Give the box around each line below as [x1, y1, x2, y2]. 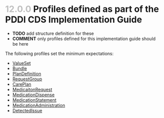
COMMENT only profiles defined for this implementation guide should [12, 36, 156, 42]
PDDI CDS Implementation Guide [5, 14, 143, 25]
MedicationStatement [12, 97, 57, 103]
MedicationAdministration [12, 102, 66, 108]
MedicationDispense [12, 92, 55, 98]
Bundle [12, 65, 27, 71]
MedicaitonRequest [12, 86, 53, 92]
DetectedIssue [12, 108, 42, 114]
